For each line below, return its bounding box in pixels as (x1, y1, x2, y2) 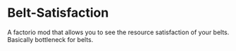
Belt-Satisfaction (7, 5, 109, 21)
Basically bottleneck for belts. (7, 35, 94, 43)
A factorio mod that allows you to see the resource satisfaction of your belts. (7, 28, 230, 36)
